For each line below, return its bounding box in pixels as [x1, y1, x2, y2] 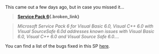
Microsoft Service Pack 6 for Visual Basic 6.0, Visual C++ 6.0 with [17, 23, 154, 29]
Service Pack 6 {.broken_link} [17, 14, 80, 19]
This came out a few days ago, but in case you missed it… [5, 4, 125, 10]
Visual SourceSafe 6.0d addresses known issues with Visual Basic [17, 28, 155, 34]
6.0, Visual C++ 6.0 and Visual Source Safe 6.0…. [17, 34, 120, 39]
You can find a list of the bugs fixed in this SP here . [5, 43, 110, 49]
